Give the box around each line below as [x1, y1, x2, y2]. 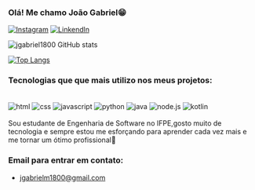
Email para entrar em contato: [8, 155, 124, 166]
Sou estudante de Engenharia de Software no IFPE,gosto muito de [8, 119, 222, 128]
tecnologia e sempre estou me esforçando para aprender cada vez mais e [8, 127, 247, 137]
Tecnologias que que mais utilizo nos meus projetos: [8, 75, 213, 86]
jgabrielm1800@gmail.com [19, 173, 106, 182]
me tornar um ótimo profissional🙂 [8, 135, 116, 144]
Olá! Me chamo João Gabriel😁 [8, 7, 127, 18]
